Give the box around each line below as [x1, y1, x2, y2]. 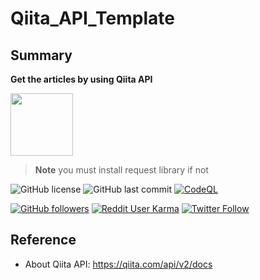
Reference [10, 232, 77, 249]
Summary [10, 47, 73, 64]
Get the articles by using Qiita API [10, 73, 153, 85]
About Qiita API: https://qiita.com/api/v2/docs [24, 258, 213, 270]
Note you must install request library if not [34, 164, 209, 176]
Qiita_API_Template [10, 7, 175, 30]
